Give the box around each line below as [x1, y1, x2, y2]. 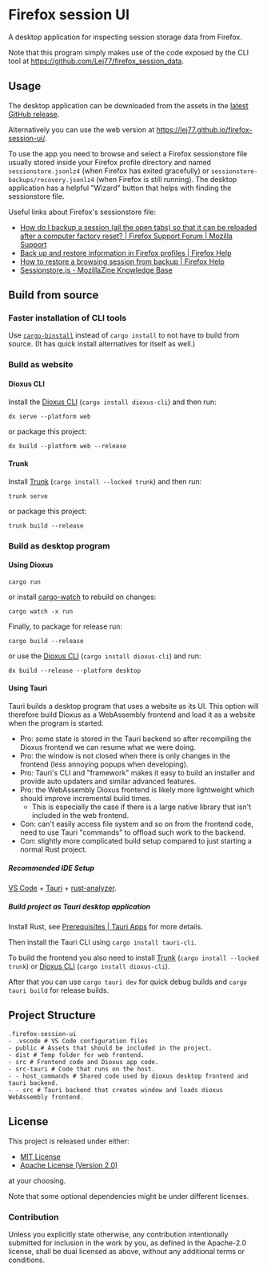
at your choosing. [8, 1176, 66, 1185]
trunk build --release [8, 521, 84, 530]
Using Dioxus [8, 560, 54, 570]
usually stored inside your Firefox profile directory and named [8, 157, 212, 167]
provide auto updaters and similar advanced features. [19, 776, 197, 787]
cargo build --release [8, 637, 84, 645]
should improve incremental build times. [19, 794, 152, 803]
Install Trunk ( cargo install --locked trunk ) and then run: [8, 476, 202, 486]
